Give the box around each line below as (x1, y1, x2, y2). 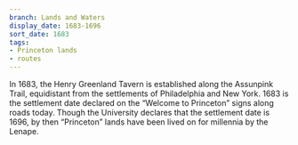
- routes (9, 54, 42, 63)
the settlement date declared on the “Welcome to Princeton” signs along (9, 98, 274, 108)
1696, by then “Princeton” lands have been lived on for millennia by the (9, 117, 269, 127)
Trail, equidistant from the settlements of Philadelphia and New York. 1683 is (9, 88, 289, 99)
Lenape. (9, 126, 39, 136)
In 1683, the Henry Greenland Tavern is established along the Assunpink (9, 79, 274, 89)
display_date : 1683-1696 (9, 21, 101, 30)
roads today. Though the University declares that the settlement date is (9, 108, 270, 117)
